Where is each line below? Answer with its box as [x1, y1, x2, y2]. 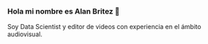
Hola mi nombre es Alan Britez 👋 [7, 6, 120, 16]
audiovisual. [7, 30, 43, 38]
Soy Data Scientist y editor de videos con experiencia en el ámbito [7, 23, 202, 31]
